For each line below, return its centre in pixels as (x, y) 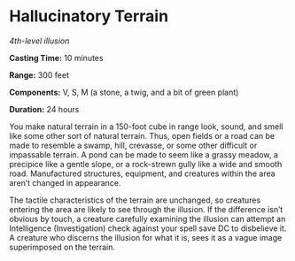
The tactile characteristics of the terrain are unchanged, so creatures (135, 200)
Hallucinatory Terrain (89, 16)
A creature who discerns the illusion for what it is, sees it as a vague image (146, 237)
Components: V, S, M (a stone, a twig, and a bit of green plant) (124, 92)
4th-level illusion (39, 41)
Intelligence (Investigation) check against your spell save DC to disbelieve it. (148, 228)
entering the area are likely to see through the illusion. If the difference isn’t (146, 209)
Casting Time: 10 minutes (56, 58)
